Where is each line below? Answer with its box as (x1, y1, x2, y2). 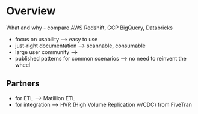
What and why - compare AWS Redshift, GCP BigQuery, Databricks (6, 24, 173, 31)
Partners (6, 79, 40, 89)
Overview (6, 4, 56, 18)
